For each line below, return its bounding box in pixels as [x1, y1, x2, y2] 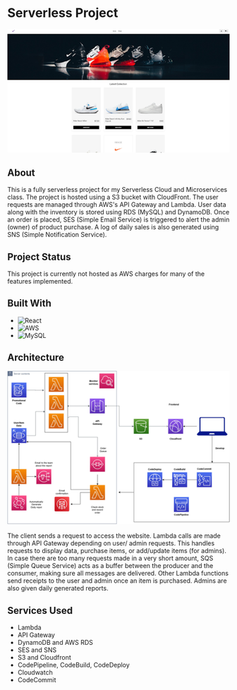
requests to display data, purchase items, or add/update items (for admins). [7, 547, 227, 555]
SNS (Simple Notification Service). [7, 231, 107, 239]
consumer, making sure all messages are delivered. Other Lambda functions [7, 569, 229, 578]
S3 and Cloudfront [17, 653, 72, 661]
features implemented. [7, 277, 73, 286]
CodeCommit [17, 676, 56, 684]
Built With [7, 298, 51, 310]
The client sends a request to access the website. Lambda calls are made [7, 531, 221, 540]
